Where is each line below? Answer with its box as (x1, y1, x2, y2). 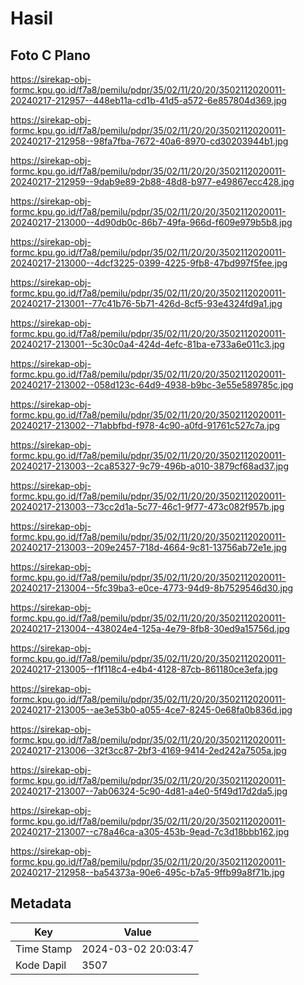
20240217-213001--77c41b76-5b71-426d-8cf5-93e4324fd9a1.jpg (10, 298, 283, 309)
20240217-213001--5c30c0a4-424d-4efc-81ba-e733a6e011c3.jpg (10, 338, 285, 350)
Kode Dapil (15, 958, 67, 972)
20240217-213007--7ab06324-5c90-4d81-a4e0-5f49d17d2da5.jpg (10, 785, 288, 797)
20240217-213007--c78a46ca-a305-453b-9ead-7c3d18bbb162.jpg (10, 826, 290, 837)
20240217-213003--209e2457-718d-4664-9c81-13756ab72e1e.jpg (10, 542, 288, 553)
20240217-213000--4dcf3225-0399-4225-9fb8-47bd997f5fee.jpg (10, 257, 288, 269)
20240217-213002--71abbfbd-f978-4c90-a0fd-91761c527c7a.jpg (10, 420, 280, 431)
